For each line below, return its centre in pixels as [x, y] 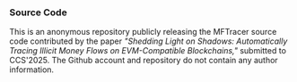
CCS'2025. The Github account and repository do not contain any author [144, 61]
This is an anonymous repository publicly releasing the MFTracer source [143, 32]
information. [32, 70]
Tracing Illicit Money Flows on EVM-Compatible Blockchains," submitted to [148, 51]
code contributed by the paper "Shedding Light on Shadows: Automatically [148, 41]
